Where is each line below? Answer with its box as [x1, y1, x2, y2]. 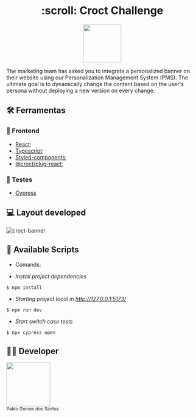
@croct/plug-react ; [15, 160, 64, 167]
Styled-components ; [15, 153, 67, 161]
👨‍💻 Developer [6, 346, 59, 356]
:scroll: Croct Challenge [41, 4, 164, 18]
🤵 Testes [6, 175, 32, 184]
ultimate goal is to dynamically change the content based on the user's [6, 80, 184, 87]
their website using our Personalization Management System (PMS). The [6, 74, 189, 81]
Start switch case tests [15, 317, 73, 325]
